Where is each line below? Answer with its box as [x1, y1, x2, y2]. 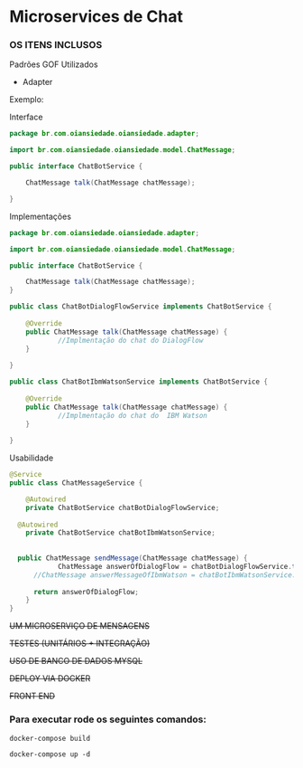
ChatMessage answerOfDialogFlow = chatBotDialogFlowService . [57, 562, 293, 571]
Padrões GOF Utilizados [9, 59, 98, 70]
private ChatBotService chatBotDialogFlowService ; [25, 503, 220, 512]
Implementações [9, 211, 72, 222]
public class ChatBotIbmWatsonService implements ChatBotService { [9, 377, 269, 386]
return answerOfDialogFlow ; [32, 587, 140, 596]
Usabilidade [9, 452, 54, 463]
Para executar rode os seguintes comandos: [9, 713, 207, 725]
